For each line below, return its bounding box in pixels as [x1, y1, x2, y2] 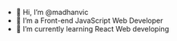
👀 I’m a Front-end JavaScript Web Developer [15, 16, 163, 25]
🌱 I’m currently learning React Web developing [15, 24, 170, 33]
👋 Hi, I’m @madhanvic [15, 8, 89, 17]
